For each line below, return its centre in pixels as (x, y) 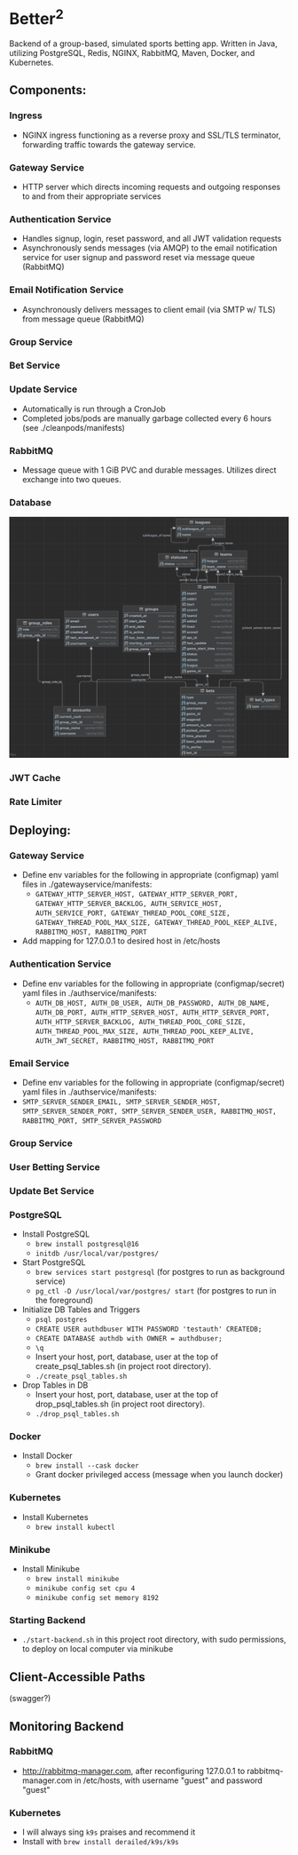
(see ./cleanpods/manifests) (74, 427)
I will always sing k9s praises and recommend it (109, 1832)
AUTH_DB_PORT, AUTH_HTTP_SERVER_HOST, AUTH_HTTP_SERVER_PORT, (153, 1012)
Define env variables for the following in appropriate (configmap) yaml (150, 875)
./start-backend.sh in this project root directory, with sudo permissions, (154, 1640)
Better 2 (36, 17)
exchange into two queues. (71, 480)
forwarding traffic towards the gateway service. (109, 144)
